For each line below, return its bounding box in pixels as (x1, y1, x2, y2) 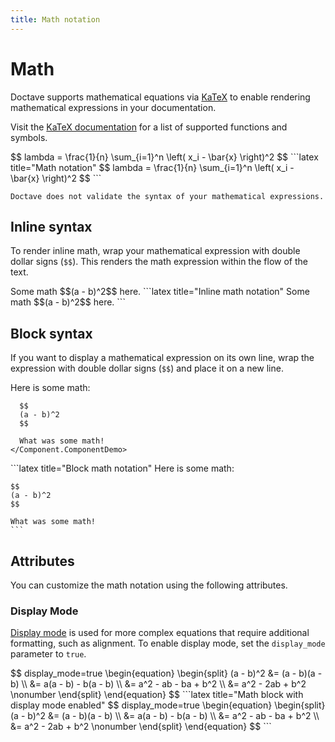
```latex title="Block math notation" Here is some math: (10, 462, 235, 475)
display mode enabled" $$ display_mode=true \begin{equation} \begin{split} (10, 699, 326, 711)
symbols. (10, 131, 48, 143)
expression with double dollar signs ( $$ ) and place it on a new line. (10, 362, 284, 375)
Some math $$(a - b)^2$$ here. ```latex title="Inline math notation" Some (10, 286, 310, 298)
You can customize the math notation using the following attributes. (10, 579, 288, 591)
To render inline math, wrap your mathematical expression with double (10, 245, 301, 257)
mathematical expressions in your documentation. (10, 101, 217, 113)
